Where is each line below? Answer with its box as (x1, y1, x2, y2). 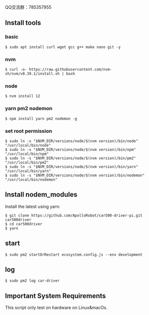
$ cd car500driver (5, 221, 42, 226)
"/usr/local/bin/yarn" (5, 169, 51, 173)
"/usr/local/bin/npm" (5, 151, 49, 156)
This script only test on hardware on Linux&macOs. (5, 305, 108, 311)
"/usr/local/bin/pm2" (5, 160, 49, 165)
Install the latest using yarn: (5, 203, 60, 209)
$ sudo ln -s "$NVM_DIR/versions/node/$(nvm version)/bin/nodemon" (5, 173, 145, 178)
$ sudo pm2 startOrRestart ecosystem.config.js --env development (5, 252, 143, 257)
